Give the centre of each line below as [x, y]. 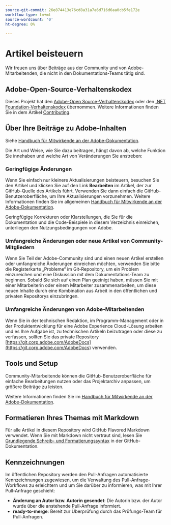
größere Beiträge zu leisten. [34, 387]
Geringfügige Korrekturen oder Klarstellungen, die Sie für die [69, 217]
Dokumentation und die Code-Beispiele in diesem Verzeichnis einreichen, [82, 222]
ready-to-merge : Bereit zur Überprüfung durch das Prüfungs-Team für [87, 511]
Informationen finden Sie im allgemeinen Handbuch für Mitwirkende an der [84, 202]
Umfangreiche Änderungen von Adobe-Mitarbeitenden [75, 309]
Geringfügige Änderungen [39, 169]
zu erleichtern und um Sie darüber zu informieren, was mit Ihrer [95, 485]
